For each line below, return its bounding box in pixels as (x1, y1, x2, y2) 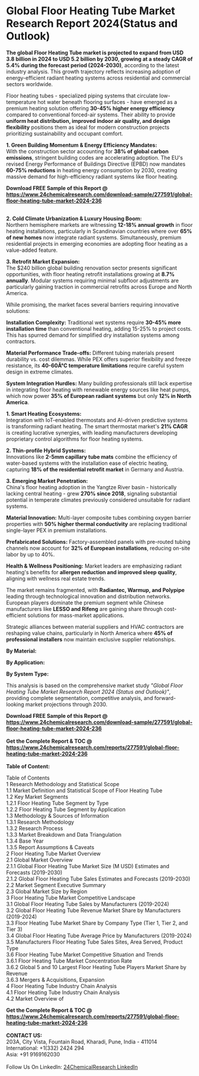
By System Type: (6, 670, 49, 678)
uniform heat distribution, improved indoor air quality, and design (6, 117, 171, 124)
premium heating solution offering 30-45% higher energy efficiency (6, 105, 175, 112)
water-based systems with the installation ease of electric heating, (6, 459, 169, 467)
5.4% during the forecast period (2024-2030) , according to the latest (6, 61, 179, 69)
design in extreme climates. (6, 368, 73, 375)
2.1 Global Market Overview (6, 856, 73, 863)
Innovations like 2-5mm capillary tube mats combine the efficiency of (6, 453, 178, 460)
